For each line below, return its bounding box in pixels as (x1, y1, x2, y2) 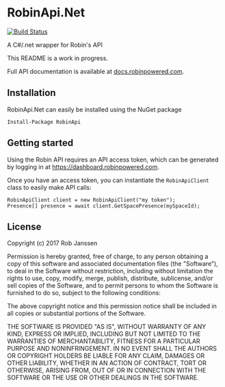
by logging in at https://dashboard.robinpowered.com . (7, 162, 159, 171)
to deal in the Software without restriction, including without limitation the (7, 267, 213, 275)
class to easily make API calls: (7, 183, 92, 191)
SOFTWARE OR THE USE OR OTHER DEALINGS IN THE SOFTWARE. (7, 373, 199, 382)
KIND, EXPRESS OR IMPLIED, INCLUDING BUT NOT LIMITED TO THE (7, 330, 201, 338)
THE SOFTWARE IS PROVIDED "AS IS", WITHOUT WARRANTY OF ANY (7, 323, 207, 331)
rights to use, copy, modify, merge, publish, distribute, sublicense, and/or (7, 274, 213, 282)
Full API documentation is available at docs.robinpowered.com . (7, 67, 185, 75)
